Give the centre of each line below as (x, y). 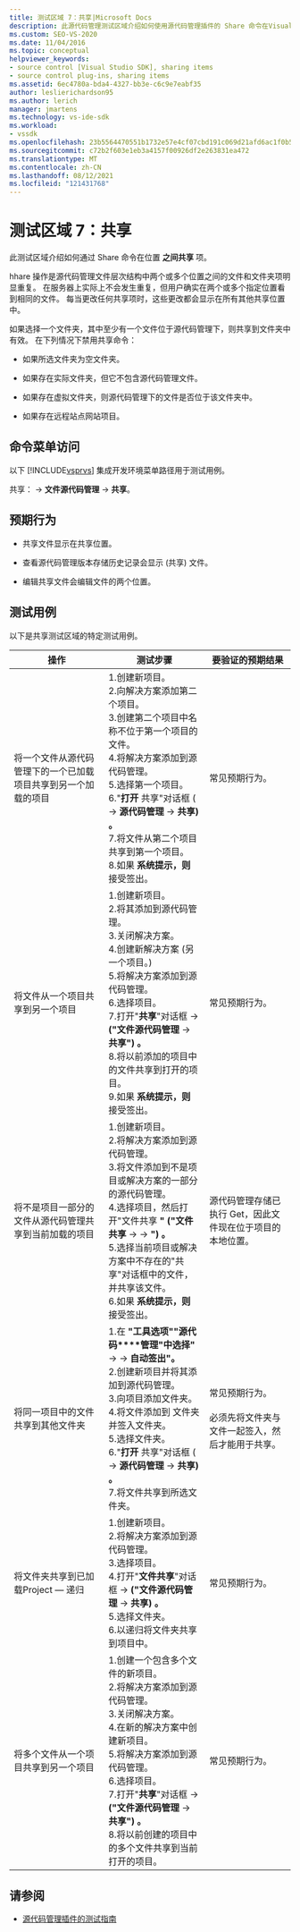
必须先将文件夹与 (245, 1417)
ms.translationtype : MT (54, 159)
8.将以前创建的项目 (149, 1835)
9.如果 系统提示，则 (150, 1097)
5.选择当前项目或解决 (153, 1247)
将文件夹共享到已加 (54, 1576)
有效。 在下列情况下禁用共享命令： (73, 340)
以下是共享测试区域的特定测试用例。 (76, 635)
